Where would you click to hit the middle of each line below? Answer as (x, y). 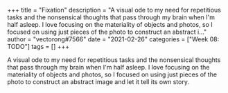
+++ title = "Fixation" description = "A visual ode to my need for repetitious (114, 10)
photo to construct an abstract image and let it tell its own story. (98, 82)
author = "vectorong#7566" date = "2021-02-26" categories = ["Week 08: (113, 39)
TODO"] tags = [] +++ (38, 46)
